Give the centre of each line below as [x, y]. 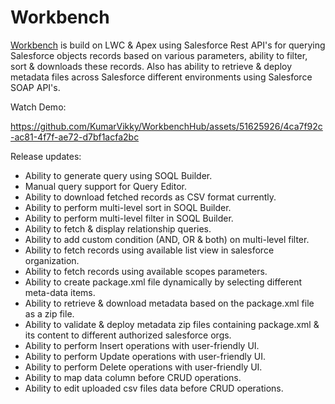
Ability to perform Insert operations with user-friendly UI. [142, 345]
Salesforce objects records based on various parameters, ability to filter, [159, 55]
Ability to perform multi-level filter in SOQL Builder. [129, 218]
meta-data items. [60, 292]
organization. [52, 260]
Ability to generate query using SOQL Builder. [118, 175]
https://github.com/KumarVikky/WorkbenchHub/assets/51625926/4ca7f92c [166, 126]
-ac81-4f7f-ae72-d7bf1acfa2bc [75, 137]
